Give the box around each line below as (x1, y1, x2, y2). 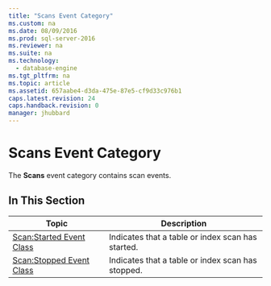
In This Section (8, 194, 85, 208)
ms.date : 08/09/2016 (8, 27, 78, 35)
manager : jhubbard (8, 110, 70, 118)
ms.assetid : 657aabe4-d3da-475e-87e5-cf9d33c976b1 (8, 86, 182, 95)
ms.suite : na (8, 49, 52, 57)
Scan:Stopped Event (12, 255, 90, 266)
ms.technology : (8, 57, 60, 65)
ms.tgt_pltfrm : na (8, 72, 70, 80)
